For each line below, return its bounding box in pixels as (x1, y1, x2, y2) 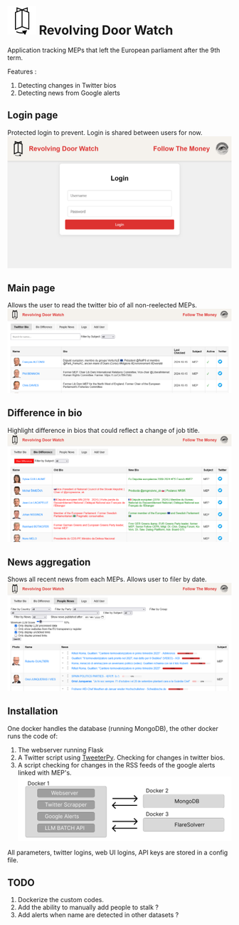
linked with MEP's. (17, 768, 73, 777)
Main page (7, 282, 55, 294)
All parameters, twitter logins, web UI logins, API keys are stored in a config (7, 848, 228, 857)
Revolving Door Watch (38, 22, 174, 39)
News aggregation (7, 556, 91, 568)
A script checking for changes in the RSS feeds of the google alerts (17, 760, 216, 769)
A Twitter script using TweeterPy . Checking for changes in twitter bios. (17, 753, 225, 762)
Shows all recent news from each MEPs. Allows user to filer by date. (7, 575, 208, 583)
